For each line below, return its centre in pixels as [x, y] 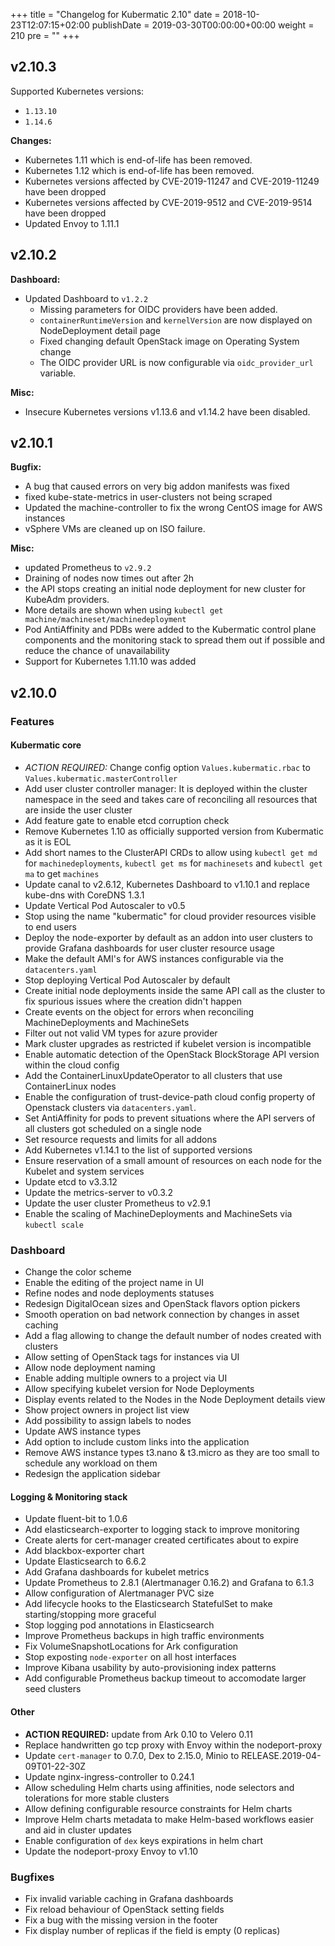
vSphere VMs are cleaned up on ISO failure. [115, 529]
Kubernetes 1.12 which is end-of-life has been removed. [139, 170]
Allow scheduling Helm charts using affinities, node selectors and [159, 1787]
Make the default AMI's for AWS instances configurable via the [154, 958]
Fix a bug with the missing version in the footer [121, 1920]
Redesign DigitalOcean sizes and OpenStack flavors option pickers [162, 1304]
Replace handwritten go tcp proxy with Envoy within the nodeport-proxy [173, 1745]
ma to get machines [62, 873]
